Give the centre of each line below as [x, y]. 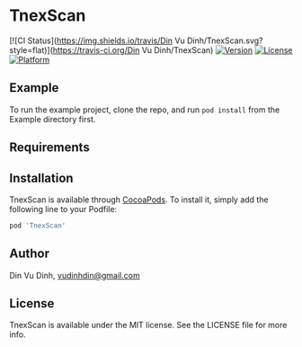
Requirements [49, 148]
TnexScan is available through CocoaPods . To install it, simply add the [139, 200]
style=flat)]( [31, 49]
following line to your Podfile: [63, 209]
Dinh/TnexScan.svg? [225, 40]
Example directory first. [53, 119]
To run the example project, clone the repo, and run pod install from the [145, 110]
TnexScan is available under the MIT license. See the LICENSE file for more [148, 325]
